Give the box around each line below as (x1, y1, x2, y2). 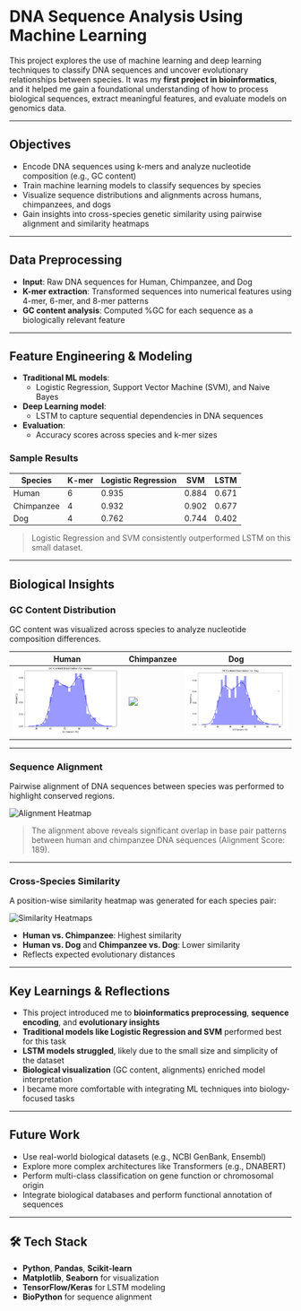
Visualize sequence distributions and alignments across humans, (21, 189, 262, 200)
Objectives (9, 137, 72, 152)
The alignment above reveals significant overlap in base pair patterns (30, 825, 287, 836)
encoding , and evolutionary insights (21, 1017, 160, 1028)
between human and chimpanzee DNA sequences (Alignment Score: (30, 834, 285, 845)
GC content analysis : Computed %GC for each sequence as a (21, 305, 254, 316)
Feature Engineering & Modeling (9, 348, 193, 364)
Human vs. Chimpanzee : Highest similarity (21, 930, 182, 941)
